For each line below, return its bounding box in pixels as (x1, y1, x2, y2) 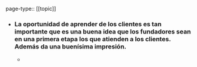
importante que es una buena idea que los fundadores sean (14, 27, 191, 35)
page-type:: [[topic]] (5, 5, 56, 12)
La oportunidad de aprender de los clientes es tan (14, 20, 162, 28)
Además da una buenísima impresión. (14, 42, 127, 50)
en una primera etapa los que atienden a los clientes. (14, 35, 171, 43)
